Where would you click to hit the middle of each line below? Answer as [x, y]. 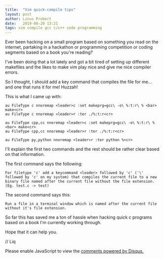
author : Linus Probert [28, 19]
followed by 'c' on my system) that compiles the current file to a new [81, 177]
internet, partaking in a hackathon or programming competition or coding [79, 47]
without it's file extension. [36, 208]
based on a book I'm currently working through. [53, 223]
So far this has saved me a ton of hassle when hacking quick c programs [79, 217]
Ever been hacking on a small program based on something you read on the [82, 42]
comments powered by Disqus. [112, 251]
